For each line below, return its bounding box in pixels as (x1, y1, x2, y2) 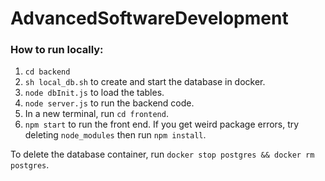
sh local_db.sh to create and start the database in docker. (24, 76, 266, 88)
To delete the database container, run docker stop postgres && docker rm (10, 148, 315, 161)
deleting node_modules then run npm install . (24, 129, 207, 141)
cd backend (24, 67, 71, 77)
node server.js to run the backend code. (24, 97, 195, 109)
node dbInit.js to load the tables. (24, 87, 165, 99)
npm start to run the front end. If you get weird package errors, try (24, 118, 300, 131)
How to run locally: (10, 43, 104, 57)
